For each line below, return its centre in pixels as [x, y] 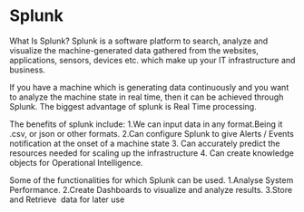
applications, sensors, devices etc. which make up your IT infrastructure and [152, 60]
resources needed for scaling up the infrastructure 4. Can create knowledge [152, 153]
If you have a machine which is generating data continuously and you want [149, 87]
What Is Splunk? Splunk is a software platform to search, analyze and [139, 41]
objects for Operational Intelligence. [76, 162]
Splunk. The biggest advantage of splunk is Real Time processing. [133, 106]
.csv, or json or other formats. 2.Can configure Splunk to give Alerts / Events [152, 133]
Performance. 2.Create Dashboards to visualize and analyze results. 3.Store [151, 189]
